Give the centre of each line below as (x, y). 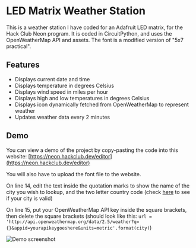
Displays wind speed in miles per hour (61, 92)
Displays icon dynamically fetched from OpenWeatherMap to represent (102, 104)
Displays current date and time (52, 79)
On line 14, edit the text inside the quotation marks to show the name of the (98, 186)
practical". (19, 46)
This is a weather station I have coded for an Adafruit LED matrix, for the (94, 27)
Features (23, 65)
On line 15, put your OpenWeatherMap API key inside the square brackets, (97, 209)
